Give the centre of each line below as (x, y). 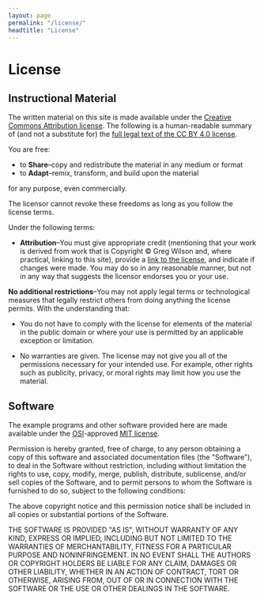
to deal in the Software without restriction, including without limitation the (127, 466)
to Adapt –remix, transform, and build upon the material (109, 173)
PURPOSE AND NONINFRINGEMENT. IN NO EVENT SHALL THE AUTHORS (130, 555)
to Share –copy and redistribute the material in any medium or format (131, 165)
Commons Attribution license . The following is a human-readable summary (130, 126)
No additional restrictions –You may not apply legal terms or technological (129, 292)
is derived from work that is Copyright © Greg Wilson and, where (126, 251)
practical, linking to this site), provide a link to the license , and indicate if (137, 260)
